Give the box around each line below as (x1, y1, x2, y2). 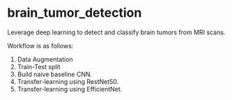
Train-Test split (17, 62, 61, 71)
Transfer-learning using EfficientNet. (17, 85, 123, 93)
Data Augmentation (17, 55, 73, 64)
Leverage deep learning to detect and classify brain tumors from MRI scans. (7, 28, 226, 36)
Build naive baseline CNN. (17, 70, 93, 78)
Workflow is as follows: (7, 41, 74, 50)
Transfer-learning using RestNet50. (17, 77, 119, 85)
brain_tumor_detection (7, 5, 142, 21)
